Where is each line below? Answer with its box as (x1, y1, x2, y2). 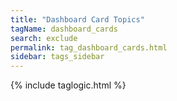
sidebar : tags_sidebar (10, 52, 105, 62)
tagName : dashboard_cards (10, 24, 118, 34)
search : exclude (10, 33, 78, 43)
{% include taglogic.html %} (10, 79, 127, 91)
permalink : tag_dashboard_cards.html (10, 42, 168, 53)
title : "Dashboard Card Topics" (10, 14, 145, 25)
